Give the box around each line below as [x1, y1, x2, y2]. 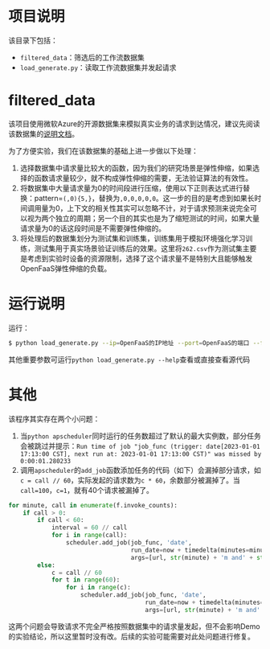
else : [37, 561, 56, 569]
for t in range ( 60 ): [51, 576, 121, 584]
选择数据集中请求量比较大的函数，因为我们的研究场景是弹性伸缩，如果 [19, 162, 253, 173]
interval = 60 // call [51, 524, 128, 532]
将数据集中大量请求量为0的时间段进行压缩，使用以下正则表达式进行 [19, 183, 243, 193]
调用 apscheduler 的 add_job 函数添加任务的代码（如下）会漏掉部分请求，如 [19, 465, 261, 474]
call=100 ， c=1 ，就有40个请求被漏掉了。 [19, 485, 154, 495]
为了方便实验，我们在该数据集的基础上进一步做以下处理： [8, 146, 198, 155]
